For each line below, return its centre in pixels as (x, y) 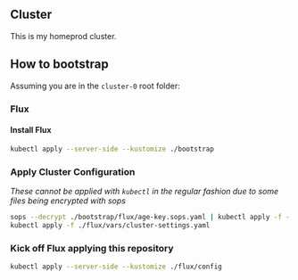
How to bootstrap (60, 65)
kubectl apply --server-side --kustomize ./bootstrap (112, 149)
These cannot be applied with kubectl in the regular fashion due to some (145, 191)
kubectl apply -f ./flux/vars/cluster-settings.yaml (110, 225)
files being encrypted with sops (68, 201)
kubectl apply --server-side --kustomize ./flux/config (116, 267)
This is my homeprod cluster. (63, 36)
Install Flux (31, 130)
